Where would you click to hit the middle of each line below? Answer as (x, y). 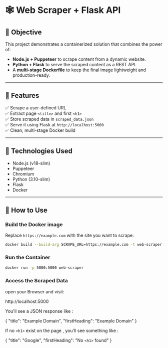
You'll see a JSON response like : (39, 311)
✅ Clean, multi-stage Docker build (40, 130)
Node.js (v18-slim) (31, 163)
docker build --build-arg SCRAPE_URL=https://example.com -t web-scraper (84, 245)
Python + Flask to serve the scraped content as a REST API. (74, 64)
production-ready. (31, 75)
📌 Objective (23, 32)
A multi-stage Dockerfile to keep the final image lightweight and (79, 70)
